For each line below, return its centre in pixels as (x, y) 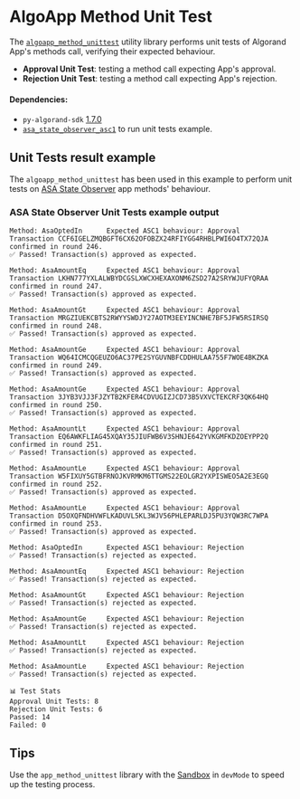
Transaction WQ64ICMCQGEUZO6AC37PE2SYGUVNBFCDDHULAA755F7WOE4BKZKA (139, 358)
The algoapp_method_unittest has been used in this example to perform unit (151, 179)
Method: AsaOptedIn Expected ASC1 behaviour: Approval (125, 231)
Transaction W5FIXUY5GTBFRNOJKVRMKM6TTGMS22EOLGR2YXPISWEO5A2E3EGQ (139, 477)
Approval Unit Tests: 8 (54, 702)
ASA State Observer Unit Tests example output (114, 212)
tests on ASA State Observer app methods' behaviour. (110, 188)
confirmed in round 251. (56, 445)
